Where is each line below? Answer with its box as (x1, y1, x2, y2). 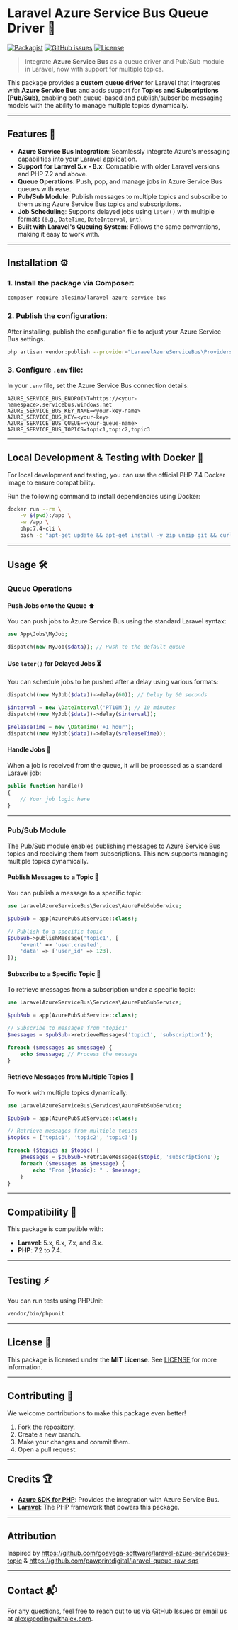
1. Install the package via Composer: (7, 278, 135, 288)
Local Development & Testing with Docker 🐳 (7, 452, 204, 464)
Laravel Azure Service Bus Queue (7, 5, 209, 21)
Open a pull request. (17, 1445, 78, 1454)
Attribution (7, 1530, 57, 1542)
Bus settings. (7, 334, 46, 343)
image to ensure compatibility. (7, 478, 96, 487)
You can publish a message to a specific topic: (7, 889, 144, 898)
